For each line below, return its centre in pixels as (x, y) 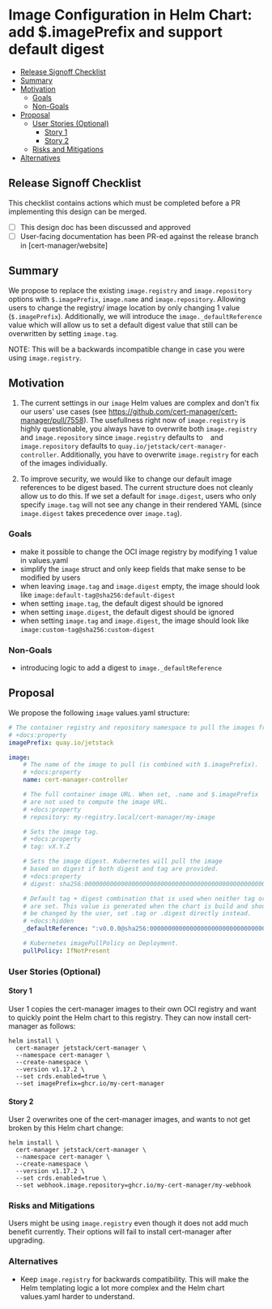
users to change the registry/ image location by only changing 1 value (124, 307)
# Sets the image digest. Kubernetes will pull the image (123, 861)
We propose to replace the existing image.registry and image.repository (130, 290)
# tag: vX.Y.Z (47, 847)
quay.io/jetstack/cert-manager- (172, 446)
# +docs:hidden (49, 921)
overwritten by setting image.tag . (64, 333)
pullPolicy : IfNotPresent (67, 951)
